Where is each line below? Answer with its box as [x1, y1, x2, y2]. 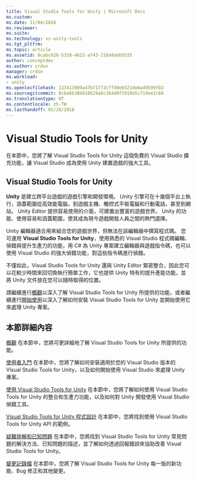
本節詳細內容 [6, 322, 53, 332]
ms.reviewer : [6, 25, 38, 31]
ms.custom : [6, 14, 33, 20]
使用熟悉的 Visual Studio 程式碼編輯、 [98, 235, 191, 242]
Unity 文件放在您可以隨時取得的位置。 [12, 277, 104, 284]
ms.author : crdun [6, 63, 49, 69]
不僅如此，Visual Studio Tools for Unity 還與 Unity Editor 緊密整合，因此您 [6, 262, 185, 269]
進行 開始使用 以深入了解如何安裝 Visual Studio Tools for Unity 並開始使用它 [11, 297, 191, 304]
